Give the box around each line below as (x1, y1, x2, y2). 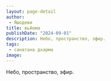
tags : (6, 42, 19, 48)
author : (6, 14, 25, 20)
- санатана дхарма (8, 47, 54, 53)
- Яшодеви (8, 19, 33, 25)
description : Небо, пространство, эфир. (6, 36, 106, 42)
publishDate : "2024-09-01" (6, 31, 72, 36)
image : (6, 52, 22, 58)
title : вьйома (6, 25, 41, 31)
